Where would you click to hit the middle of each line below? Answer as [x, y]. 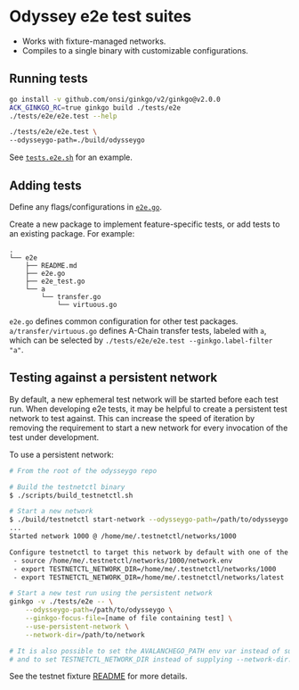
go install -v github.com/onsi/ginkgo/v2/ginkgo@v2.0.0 [115, 99]
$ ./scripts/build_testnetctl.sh [71, 495]
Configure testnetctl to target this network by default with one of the [149, 552]
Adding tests [45, 185]
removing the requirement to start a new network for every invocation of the [149, 428]
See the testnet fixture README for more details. [99, 677]
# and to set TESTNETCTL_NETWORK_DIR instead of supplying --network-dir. [151, 659]
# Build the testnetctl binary [67, 487]
